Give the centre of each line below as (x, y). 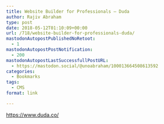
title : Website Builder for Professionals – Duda (68, 11)
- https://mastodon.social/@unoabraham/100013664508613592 (85, 66)
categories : (20, 71)
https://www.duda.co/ (33, 115)
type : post (19, 22)
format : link (22, 93)
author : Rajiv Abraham (34, 17)
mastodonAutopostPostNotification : (49, 50)
